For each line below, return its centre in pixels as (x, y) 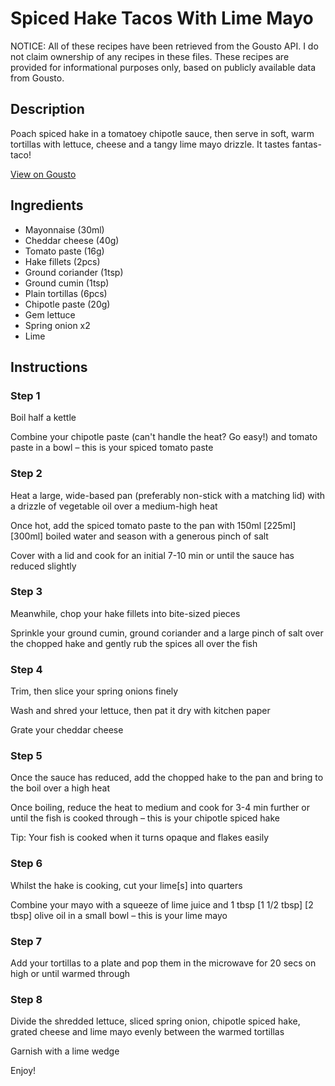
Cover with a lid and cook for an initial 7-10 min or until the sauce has (152, 555)
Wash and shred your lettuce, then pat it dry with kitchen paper (140, 711)
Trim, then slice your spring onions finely (94, 691)
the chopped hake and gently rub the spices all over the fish (134, 643)
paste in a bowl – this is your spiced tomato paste (112, 448)
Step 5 (26, 756)
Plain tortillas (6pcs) (66, 293)
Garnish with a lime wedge (65, 1051)
